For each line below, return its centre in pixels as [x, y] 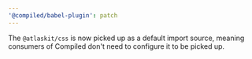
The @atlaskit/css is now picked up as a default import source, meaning [126, 38]
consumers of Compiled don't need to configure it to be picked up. [117, 46]
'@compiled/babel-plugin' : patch [63, 15]
